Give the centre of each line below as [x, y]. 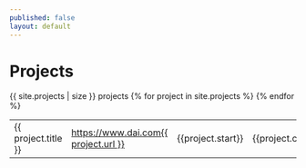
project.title [38, 139]
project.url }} [98, 144]
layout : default [40, 26]
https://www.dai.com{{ [120, 133]
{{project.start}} [210, 139]
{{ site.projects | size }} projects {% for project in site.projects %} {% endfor [152, 96]
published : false [42, 18]
